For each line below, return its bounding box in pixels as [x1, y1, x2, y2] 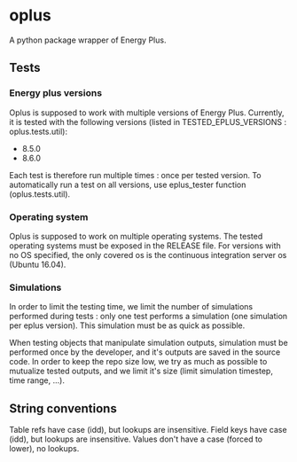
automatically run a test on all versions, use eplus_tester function [9, 179, 246, 190]
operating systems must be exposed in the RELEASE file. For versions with [9, 240, 281, 251]
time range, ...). [9, 375, 65, 386]
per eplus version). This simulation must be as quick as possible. [9, 320, 246, 331]
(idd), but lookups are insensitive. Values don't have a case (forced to [9, 434, 263, 444]
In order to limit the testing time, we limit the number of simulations [9, 301, 254, 312]
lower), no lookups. [9, 443, 80, 454]
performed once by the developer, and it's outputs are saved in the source [9, 347, 281, 357]
